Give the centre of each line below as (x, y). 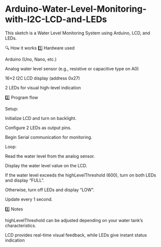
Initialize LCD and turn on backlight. (41, 118)
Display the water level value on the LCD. (46, 165)
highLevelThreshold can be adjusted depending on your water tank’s (74, 220)
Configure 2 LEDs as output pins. (38, 128)
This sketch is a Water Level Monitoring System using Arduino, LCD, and (78, 33)
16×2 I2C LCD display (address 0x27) (43, 78)
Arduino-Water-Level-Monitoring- (76, 9)
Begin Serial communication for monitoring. (49, 137)
